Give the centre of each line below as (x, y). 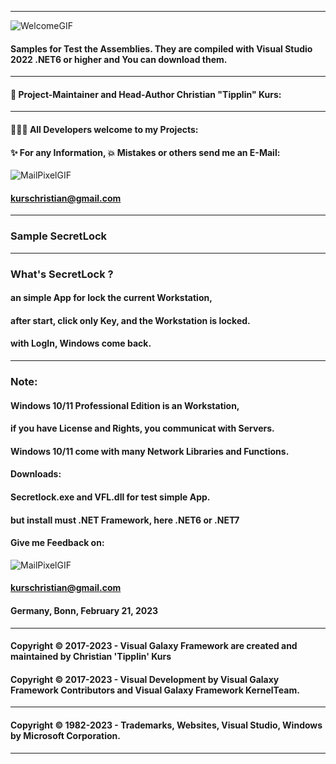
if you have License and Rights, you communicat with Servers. (142, 428)
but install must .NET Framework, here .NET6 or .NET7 (125, 520)
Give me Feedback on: (57, 543)
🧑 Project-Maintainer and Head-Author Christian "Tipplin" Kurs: (146, 94)
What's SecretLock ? (62, 274)
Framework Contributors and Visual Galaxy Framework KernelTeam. (155, 690)
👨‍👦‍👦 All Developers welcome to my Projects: (104, 129)
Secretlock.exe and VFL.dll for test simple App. (110, 497)
